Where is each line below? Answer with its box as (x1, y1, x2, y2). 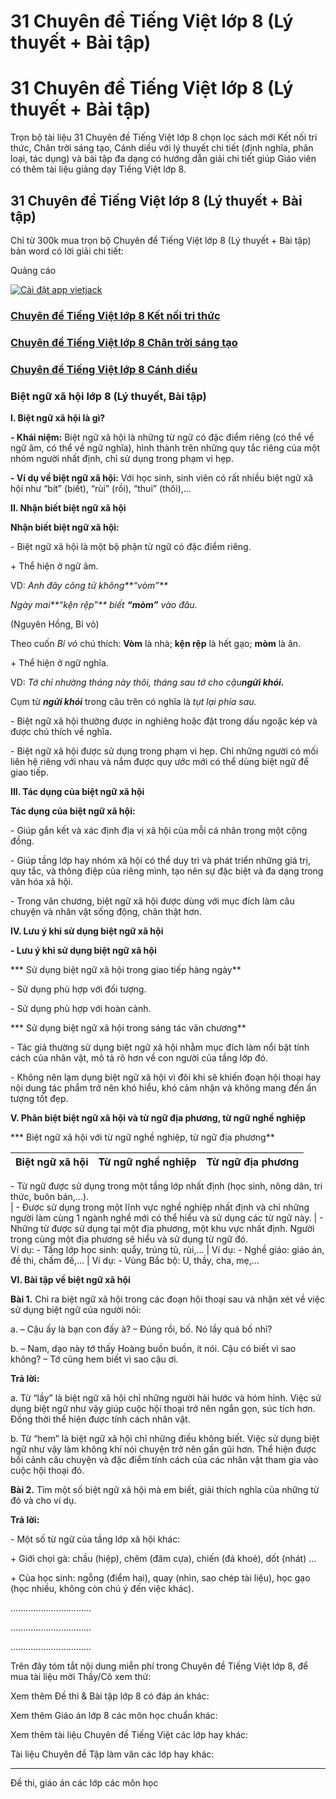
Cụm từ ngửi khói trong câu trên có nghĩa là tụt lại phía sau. (10, 696, 257, 707)
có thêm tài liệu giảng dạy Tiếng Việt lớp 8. (10, 163, 187, 175)
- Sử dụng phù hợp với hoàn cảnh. (10, 1003, 152, 1014)
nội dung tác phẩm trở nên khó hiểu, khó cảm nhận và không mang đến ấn (10, 1082, 317, 1094)
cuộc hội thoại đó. (10, 1465, 85, 1476)
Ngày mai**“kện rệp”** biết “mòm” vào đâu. (10, 599, 198, 610)
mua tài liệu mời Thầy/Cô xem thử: (10, 1671, 152, 1682)
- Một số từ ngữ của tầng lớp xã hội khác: (10, 1533, 181, 1545)
